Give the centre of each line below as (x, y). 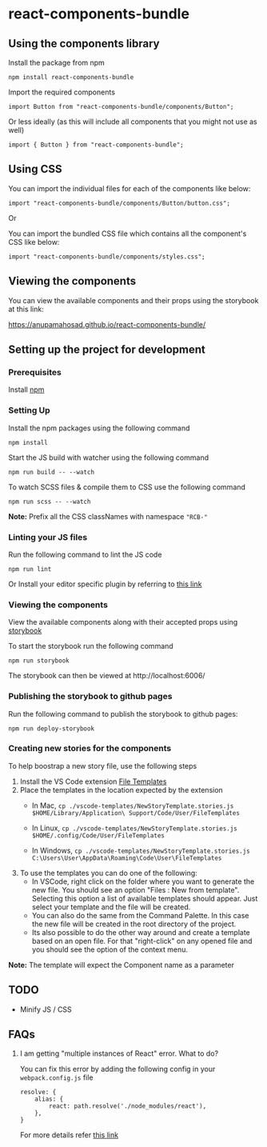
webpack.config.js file (56, 1077)
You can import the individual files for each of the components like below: (130, 188)
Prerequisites (35, 372)
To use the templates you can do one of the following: (108, 873)
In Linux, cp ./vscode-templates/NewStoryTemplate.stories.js (134, 828)
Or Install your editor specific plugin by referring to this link (105, 584)
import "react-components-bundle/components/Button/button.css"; (119, 203)
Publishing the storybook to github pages (90, 697)
